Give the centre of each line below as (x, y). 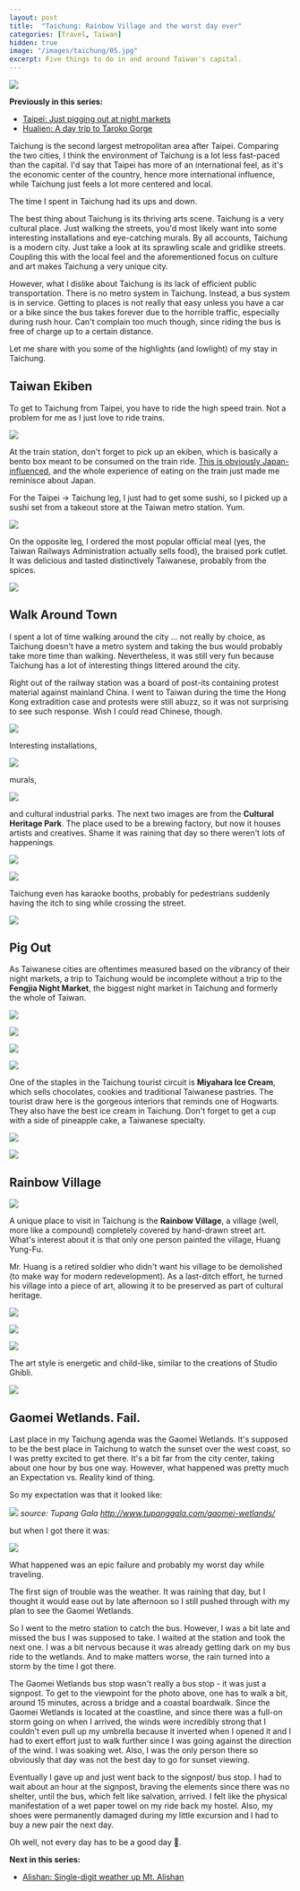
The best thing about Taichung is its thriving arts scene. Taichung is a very (147, 219)
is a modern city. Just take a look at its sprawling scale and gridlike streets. (148, 247)
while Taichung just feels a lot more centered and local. (111, 184)
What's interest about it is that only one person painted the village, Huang (145, 1240)
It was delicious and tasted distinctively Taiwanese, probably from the (138, 560)
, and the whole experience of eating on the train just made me (164, 471)
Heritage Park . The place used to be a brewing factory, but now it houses (145, 823)
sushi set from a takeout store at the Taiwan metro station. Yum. (127, 507)
